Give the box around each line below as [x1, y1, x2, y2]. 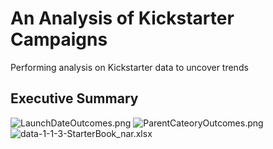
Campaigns [10, 28, 108, 51]
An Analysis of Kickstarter [10, 7, 235, 30]
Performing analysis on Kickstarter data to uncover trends [10, 61, 249, 73]
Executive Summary [10, 90, 139, 107]
